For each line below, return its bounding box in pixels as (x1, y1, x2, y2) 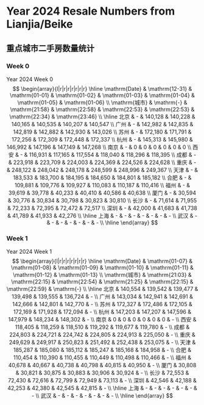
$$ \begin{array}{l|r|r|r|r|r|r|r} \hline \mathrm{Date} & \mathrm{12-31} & (12, 85, 192, 92)
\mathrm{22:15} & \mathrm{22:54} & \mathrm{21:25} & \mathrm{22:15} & (11, 278, 194, 285)
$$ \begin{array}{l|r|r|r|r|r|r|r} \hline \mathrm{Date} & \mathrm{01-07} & (12, 257, 193, 265)
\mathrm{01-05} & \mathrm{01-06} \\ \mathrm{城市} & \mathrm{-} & (17, 99, 188, 106)
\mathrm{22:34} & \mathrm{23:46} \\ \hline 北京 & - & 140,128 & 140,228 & (9, 113, 195, 120)
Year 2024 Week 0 (6, 75, 54, 83)
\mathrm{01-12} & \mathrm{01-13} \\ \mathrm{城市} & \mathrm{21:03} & (13, 271, 192, 279)
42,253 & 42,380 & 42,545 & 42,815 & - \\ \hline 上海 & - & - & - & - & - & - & (7, 384, 198, 392)
